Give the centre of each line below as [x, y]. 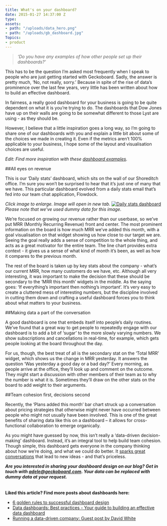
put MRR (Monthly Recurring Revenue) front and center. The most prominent [84, 224]
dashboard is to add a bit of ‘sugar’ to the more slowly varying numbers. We [83, 333]
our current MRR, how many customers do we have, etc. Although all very [81, 271]
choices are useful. [25, 149]
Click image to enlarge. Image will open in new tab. [58, 204]
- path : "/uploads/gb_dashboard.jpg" [44, 33]
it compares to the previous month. [41, 256]
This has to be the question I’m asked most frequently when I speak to [77, 71]
